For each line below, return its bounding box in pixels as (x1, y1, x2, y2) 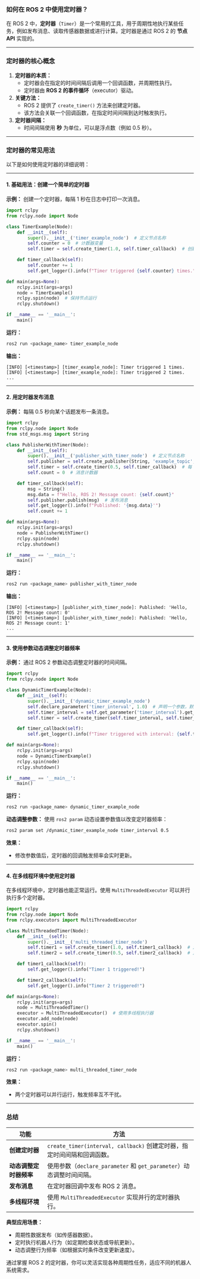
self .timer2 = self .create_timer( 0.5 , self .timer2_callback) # (27, 950, 190, 956)
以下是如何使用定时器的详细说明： (6, 160, 90, 168)
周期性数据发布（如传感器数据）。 (14, 1231, 96, 1238)
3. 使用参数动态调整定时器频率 (6, 644, 80, 651)
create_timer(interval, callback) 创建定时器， (47, 1142, 183, 1150)
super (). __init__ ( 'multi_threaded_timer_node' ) (27, 939, 148, 945)
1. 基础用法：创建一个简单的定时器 (6, 181, 90, 188)
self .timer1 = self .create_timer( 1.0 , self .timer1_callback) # (27, 944, 190, 951)
